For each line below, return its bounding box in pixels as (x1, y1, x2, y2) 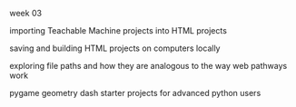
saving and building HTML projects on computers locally (9, 43, 221, 53)
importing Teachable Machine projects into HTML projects (9, 25, 227, 35)
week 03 (9, 8, 43, 18)
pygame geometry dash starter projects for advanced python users (9, 88, 261, 98)
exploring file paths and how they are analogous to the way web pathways (9, 61, 288, 71)
